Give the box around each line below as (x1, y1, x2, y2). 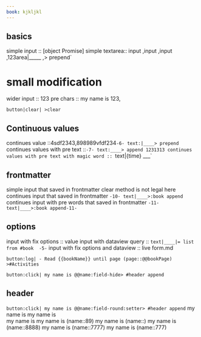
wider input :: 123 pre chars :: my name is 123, (6, 95, 121, 102)
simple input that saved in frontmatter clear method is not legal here (6, 186, 176, 193)
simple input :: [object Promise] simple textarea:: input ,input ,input (6, 47, 172, 55)
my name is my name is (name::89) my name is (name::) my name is (6, 317, 177, 324)
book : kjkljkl (6, 8, 43, 15)
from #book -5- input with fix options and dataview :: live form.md (6, 244, 174, 252)
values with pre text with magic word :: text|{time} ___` (6, 152, 152, 159)
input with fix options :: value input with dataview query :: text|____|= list (6, 238, 194, 245)
